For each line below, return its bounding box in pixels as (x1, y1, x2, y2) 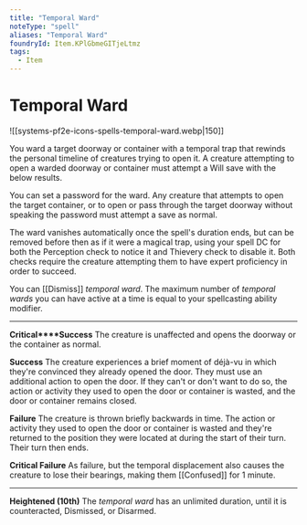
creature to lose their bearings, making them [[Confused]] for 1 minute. (9, 469, 276, 480)
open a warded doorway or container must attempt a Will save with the (9, 162, 277, 173)
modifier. (9, 302, 43, 313)
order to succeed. (9, 266, 77, 277)
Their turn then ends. (9, 442, 90, 453)
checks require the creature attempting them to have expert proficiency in (9, 256, 288, 267)
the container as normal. (9, 339, 102, 350)
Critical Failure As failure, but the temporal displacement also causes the (9, 459, 285, 470)
